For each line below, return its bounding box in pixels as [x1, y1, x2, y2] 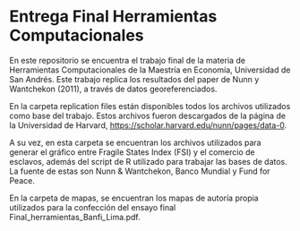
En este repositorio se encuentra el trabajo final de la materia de [9, 55, 246, 65]
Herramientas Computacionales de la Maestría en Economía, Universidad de [9, 64, 291, 75]
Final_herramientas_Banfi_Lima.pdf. [9, 211, 141, 222]
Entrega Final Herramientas [9, 6, 218, 27]
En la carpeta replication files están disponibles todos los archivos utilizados [9, 100, 291, 111]
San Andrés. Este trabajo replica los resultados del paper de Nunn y [9, 73, 260, 84]
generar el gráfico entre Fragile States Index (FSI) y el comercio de [9, 146, 255, 158]
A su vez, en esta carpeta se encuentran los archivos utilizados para [9, 137, 261, 148]
